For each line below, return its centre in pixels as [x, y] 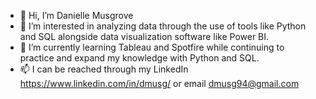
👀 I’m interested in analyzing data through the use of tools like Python [163, 26]
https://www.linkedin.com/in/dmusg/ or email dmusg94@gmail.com [159, 83]
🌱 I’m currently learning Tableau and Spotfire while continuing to [152, 47]
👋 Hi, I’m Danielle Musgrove [76, 15]
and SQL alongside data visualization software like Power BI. [144, 36]
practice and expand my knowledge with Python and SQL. [139, 58]
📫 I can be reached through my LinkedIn [104, 69]
